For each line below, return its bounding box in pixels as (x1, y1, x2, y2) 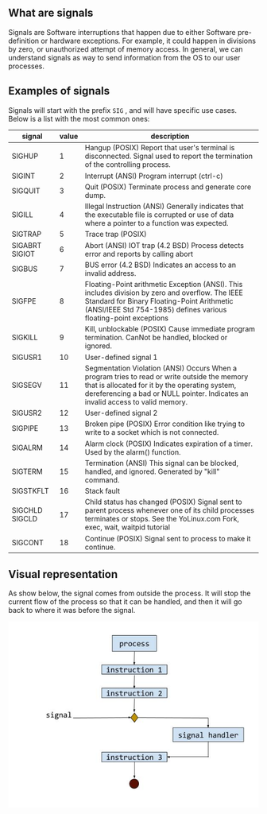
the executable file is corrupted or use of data (84, 210, 234, 219)
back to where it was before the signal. (8, 605, 136, 614)
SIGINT (11, 171, 36, 180)
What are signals (8, 6, 94, 20)
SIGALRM (11, 443, 44, 452)
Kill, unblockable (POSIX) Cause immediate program (84, 324, 256, 334)
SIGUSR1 (11, 352, 42, 362)
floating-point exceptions (84, 313, 169, 323)
